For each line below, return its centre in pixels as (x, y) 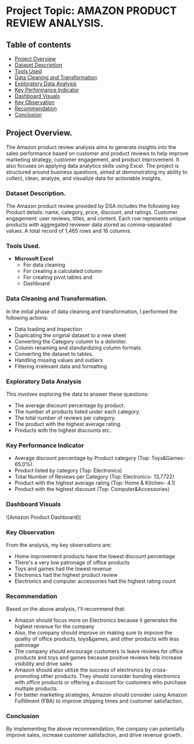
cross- (160, 670)
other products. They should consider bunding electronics (110, 676)
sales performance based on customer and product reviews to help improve (97, 153)
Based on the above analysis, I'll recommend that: (66, 609)
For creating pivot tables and (58, 277)
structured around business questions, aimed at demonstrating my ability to (97, 172)
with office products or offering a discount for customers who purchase (100, 683)
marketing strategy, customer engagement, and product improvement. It (93, 160)
